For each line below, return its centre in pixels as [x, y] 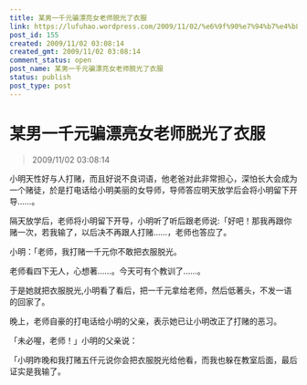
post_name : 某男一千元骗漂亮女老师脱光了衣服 [87, 69]
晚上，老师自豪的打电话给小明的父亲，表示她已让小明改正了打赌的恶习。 [145, 321]
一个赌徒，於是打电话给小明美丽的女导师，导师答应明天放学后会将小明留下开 [153, 190]
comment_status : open [51, 60]
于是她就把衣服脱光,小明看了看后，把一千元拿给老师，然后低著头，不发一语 [151, 290]
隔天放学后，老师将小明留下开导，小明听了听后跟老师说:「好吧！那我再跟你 [151, 221]
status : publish [40, 78]
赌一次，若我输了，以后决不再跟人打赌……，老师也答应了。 [121, 232]
